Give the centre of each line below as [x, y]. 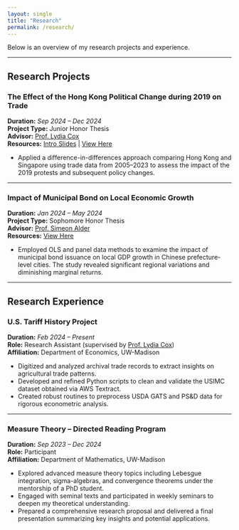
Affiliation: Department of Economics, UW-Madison [84, 352]
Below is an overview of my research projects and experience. [99, 48]
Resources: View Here [41, 236]
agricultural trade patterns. [57, 373]
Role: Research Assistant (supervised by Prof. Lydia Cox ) [91, 345]
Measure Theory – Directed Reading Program [87, 429]
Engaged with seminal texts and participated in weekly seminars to [116, 496]
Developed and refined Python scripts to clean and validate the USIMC [121, 381]
